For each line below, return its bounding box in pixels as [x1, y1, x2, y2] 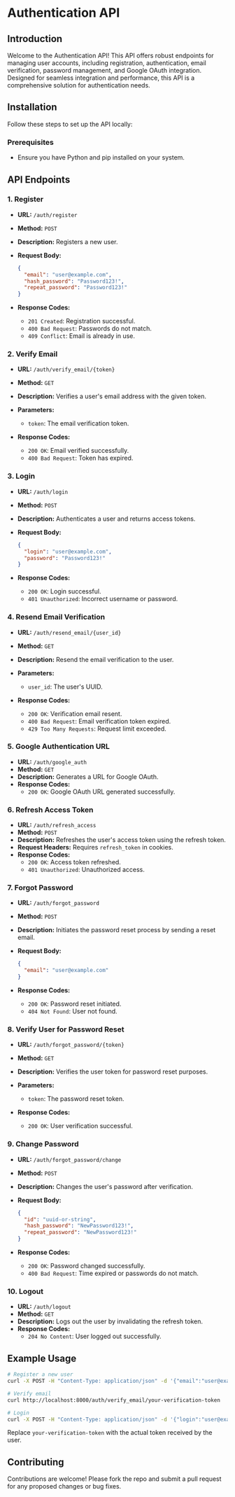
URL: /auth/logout [17, 1302, 71, 1311]
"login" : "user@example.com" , [24, 548, 112, 555]
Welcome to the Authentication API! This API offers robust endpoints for [7, 51, 215, 59]
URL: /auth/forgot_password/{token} [17, 1041, 124, 1049]
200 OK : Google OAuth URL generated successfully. [27, 787, 176, 796]
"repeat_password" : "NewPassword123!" [24, 1229, 137, 1236]
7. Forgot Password [7, 883, 73, 893]
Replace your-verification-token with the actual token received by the [7, 1428, 213, 1437]
